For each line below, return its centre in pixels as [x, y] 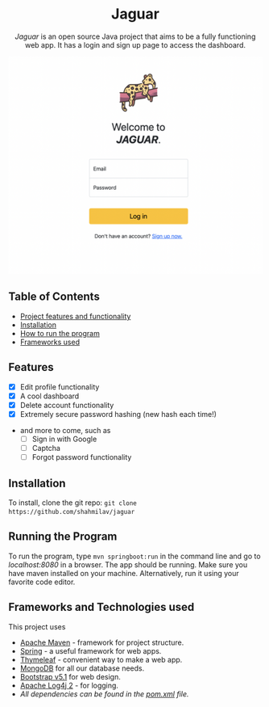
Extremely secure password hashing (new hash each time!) [118, 414]
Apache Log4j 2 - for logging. [69, 685]
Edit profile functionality [60, 387]
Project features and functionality [75, 316]
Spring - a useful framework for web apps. [91, 650]
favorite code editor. [42, 582]
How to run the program [60, 333]
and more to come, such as [65, 430]
